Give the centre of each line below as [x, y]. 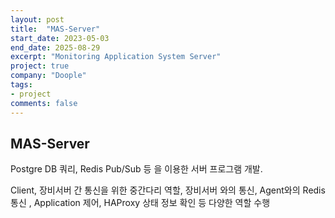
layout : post [37, 19]
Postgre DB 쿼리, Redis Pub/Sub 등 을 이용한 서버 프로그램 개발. [136, 169]
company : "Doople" [48, 76]
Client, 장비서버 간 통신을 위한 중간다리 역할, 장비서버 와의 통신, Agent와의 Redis [168, 190]
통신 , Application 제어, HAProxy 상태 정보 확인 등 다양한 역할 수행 [140, 203]
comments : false [44, 103]
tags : [21, 85]
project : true [40, 66]
